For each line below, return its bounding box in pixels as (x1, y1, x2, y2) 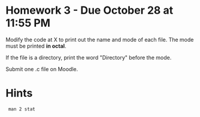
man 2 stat (8, 106, 35, 112)
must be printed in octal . (5, 42, 66, 50)
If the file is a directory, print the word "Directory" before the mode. (5, 54, 172, 61)
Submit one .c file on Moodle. (5, 65, 78, 72)
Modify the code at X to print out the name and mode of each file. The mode (5, 36, 194, 43)
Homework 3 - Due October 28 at (5, 4, 174, 17)
